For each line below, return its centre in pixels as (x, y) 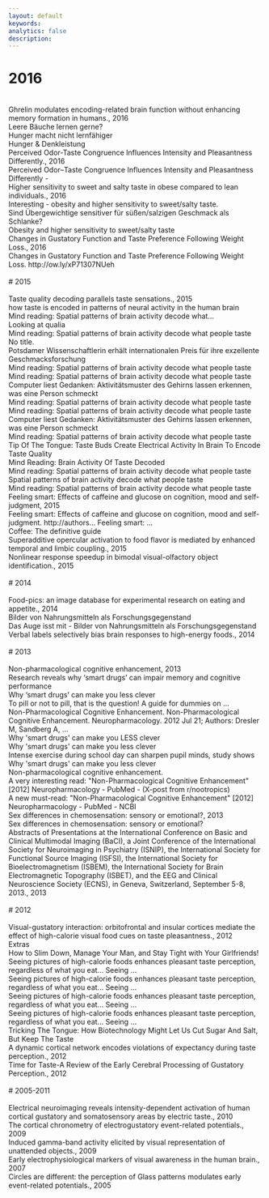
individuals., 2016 (38, 196)
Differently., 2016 (37, 161)
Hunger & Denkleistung (47, 144)
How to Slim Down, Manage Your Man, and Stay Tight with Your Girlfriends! (134, 953)
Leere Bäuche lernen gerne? (56, 127)
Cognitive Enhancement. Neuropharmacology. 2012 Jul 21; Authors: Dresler (134, 721)
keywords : (25, 23)
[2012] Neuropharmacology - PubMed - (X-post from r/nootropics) (119, 790)
